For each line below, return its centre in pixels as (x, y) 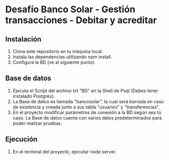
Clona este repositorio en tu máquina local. (58, 51)
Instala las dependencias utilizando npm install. (62, 57)
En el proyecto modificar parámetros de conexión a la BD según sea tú (87, 112)
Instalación (23, 39)
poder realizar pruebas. (37, 123)
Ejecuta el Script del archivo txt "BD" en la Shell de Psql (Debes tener (86, 90)
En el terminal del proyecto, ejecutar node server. (64, 151)
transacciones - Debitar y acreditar (81, 20)
